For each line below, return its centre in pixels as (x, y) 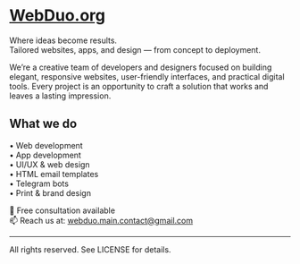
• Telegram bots (39, 183)
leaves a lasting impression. (60, 96)
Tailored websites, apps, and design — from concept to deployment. (135, 49)
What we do (43, 124)
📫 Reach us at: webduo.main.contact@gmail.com (101, 220)
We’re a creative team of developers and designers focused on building (141, 67)
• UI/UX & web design (50, 164)
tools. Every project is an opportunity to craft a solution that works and (139, 86)
